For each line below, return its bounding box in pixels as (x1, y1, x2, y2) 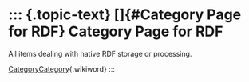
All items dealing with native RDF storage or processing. (8, 49, 192, 58)
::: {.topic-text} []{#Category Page (8, 6, 242, 24)
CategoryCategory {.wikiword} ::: (8, 64, 116, 73)
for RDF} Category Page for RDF (8, 22, 223, 41)
